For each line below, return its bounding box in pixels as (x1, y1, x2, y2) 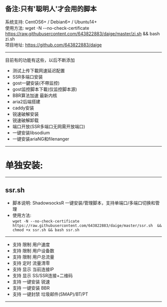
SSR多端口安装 (12, 74, 43, 79)
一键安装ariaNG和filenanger (12, 136, 70, 142)
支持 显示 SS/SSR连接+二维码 (12, 272, 73, 278)
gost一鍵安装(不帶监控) (12, 80, 60, 86)
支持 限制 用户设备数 (12, 247, 55, 253)
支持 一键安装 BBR (12, 285, 50, 291)
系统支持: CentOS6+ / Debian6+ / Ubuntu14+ (5, 19, 97, 25)
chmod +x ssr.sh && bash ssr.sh (12, 228, 80, 232)
